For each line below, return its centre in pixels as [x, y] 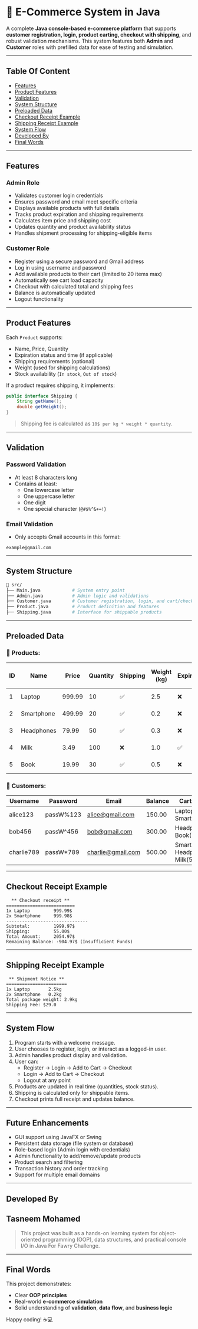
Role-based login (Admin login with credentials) [72, 1150]
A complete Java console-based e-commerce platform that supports [91, 28]
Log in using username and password [60, 267]
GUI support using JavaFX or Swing [58, 1137]
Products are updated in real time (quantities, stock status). [87, 1086]
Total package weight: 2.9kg [42, 999]
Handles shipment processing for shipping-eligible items [83, 233]
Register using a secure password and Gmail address [79, 261]
